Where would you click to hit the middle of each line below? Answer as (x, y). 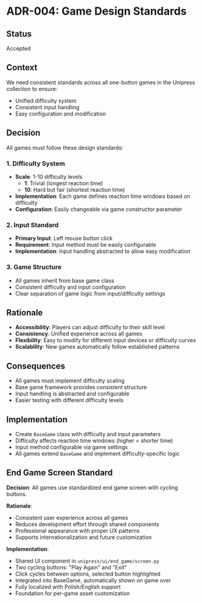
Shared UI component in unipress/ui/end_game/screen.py (87, 561)
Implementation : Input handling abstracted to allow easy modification (103, 251)
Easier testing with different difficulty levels (69, 400)
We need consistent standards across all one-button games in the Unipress (101, 82)
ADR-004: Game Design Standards (96, 11)
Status (19, 34)
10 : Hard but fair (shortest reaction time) (75, 189)
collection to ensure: (32, 89)
